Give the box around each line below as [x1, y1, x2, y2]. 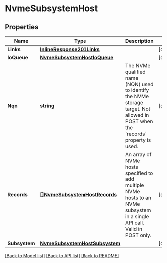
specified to [125, 170, 153, 176]
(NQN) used [125, 81, 154, 88]
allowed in [125, 112, 149, 118]
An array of [125, 151, 152, 158]
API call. [125, 219, 144, 226]
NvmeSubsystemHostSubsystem [39, 240, 121, 247]
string [39, 102, 55, 109]
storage [125, 99, 143, 106]
